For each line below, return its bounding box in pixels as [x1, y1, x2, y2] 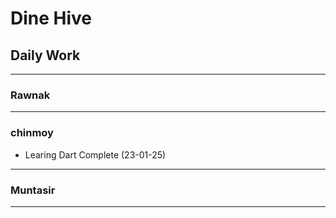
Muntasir [10, 183, 56, 197]
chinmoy [10, 126, 54, 140]
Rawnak [10, 88, 51, 102]
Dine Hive [10, 7, 93, 30]
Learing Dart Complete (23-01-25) [24, 148, 167, 161]
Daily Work [10, 47, 81, 64]
